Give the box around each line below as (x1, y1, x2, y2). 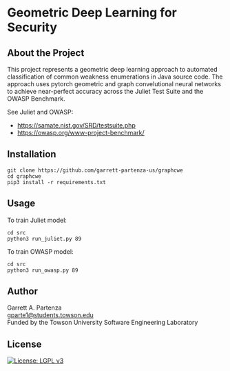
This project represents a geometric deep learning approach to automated (7, 66, 218, 73)
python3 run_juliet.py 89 (7, 235, 81, 242)
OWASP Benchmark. (7, 94, 65, 103)
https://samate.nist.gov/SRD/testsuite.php (17, 121, 136, 129)
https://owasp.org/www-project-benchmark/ (17, 129, 145, 137)
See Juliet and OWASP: (7, 108, 74, 116)
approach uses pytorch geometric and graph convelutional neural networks (7, 80, 222, 88)
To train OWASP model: (7, 247, 74, 256)
